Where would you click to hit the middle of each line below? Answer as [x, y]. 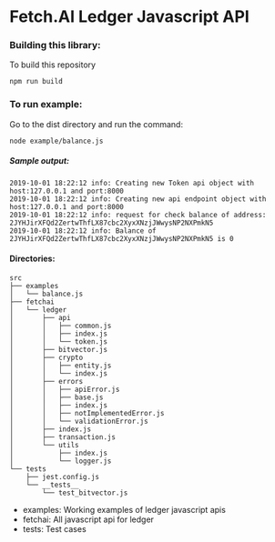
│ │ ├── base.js [56, 397]
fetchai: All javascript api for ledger [88, 519]
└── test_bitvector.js [85, 493]
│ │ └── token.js [58, 341]
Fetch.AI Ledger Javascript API [130, 17]
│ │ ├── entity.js [61, 366]
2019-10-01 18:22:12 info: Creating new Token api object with [132, 183]
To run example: [46, 105]
